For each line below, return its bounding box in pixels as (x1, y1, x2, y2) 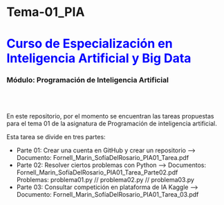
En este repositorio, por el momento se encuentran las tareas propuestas (6, 112, 214, 120)
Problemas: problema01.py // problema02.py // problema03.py (16, 175, 195, 184)
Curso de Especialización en (6, 36, 174, 52)
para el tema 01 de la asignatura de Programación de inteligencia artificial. (6, 119, 217, 127)
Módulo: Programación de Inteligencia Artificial (6, 75, 169, 85)
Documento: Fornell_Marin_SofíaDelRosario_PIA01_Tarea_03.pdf (16, 190, 199, 198)
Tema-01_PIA (6, 4, 85, 20)
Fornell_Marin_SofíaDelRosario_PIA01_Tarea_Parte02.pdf (16, 168, 178, 177)
